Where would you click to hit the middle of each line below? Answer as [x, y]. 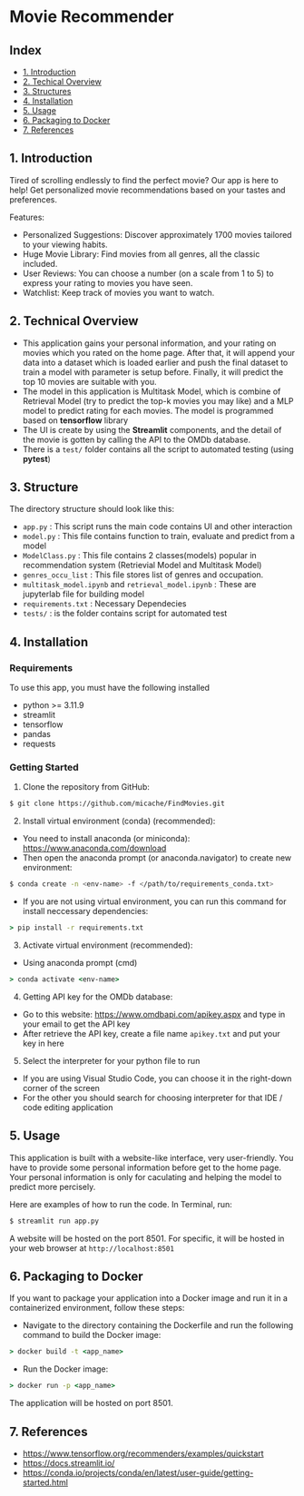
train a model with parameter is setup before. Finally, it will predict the [153, 372]
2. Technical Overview [74, 321]
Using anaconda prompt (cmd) [80, 963]
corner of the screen [61, 1088]
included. [40, 263]
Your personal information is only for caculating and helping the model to [146, 1176]
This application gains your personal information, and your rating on [149, 343]
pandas [37, 734]
